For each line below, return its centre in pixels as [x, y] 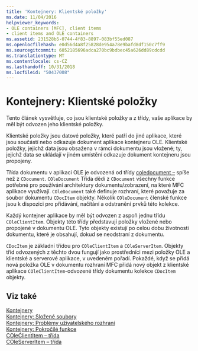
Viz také [22, 296]
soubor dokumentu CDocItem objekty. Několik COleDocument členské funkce [97, 198]
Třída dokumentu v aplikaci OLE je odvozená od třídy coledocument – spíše [98, 173]
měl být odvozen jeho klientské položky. [55, 125]
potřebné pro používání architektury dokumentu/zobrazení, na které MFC [95, 185]
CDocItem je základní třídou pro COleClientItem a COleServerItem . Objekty [95, 246]
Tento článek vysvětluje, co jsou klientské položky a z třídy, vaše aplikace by [99, 118]
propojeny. [19, 161]
